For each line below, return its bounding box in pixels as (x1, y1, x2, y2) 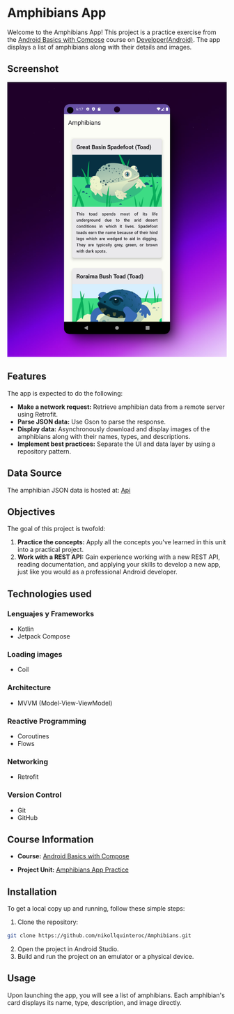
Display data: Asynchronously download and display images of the (17, 424, 210, 433)
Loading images (7, 649, 63, 659)
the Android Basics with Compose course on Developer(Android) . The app (7, 35, 221, 43)
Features (7, 371, 47, 382)
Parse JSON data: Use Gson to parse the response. (17, 417, 166, 426)
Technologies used (7, 588, 92, 599)
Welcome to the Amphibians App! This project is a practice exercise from (7, 28, 217, 36)
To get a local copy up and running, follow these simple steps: (7, 904, 185, 913)
